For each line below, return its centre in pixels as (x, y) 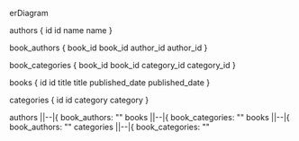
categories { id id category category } (79, 100)
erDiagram (29, 13)
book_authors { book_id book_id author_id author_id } (109, 48)
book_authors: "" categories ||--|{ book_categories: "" (109, 127)
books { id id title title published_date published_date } (110, 83)
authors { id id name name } (61, 30)
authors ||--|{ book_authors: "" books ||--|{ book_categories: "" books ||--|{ (149, 117)
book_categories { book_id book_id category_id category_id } (122, 65)
